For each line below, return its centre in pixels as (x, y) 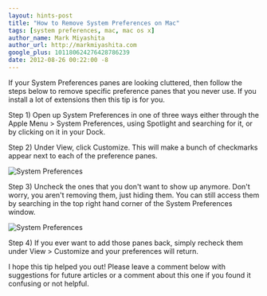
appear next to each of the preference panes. (83, 155)
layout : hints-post (41, 16)
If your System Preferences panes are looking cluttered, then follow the (126, 82)
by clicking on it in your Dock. (57, 131)
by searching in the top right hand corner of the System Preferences (120, 203)
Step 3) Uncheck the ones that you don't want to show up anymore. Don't (130, 186)
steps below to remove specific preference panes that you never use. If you (132, 91)
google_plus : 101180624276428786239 (69, 53)
